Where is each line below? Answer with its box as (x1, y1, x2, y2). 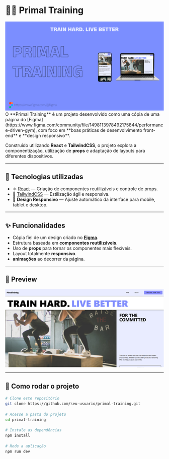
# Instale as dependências (5, 428, 62, 433)
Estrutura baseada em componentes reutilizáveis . (12, 240, 118, 246)
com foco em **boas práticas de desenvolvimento (38, 127, 142, 133)
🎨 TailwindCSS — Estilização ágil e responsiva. (12, 191, 110, 197)
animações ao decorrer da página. (12, 256, 85, 262)
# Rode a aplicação (5, 444, 46, 449)
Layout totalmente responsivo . (12, 251, 77, 257)
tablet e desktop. (12, 202, 48, 208)
